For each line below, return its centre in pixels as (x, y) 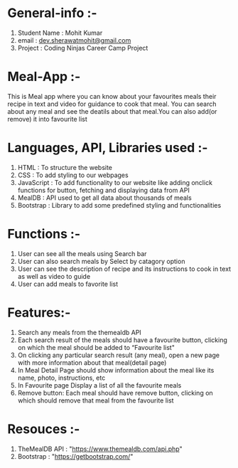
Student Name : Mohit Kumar (60, 33)
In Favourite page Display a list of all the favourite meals (99, 385)
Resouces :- (44, 429)
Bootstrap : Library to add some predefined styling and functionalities (119, 205)
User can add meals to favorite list (68, 284)
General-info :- (52, 13)
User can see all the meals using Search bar (82, 253)
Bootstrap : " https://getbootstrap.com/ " (75, 456)
